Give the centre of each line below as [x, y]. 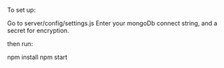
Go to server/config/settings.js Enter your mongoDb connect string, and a [112, 23]
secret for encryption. [38, 31]
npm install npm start [37, 57]
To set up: [21, 10]
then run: [20, 44]
